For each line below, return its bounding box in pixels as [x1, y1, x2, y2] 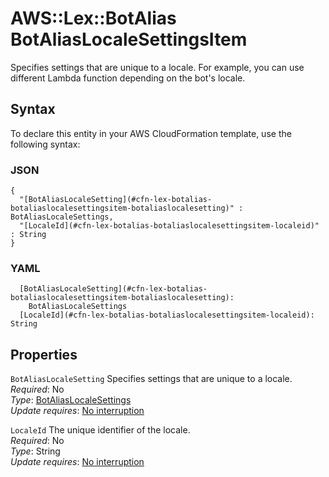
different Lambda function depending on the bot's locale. [10, 72, 246, 84]
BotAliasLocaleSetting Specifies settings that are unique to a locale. [10, 373, 293, 385]
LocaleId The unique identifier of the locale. [10, 424, 191, 436]
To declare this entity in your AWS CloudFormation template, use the [10, 127, 292, 139]
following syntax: [10, 138, 81, 150]
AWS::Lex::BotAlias [10, 7, 177, 30]
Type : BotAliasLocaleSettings [10, 394, 132, 406]
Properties [10, 346, 78, 363]
